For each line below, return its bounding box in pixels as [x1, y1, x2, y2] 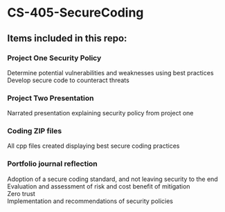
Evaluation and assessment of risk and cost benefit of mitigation [7, 182, 190, 191]
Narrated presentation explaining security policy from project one [7, 109, 194, 117]
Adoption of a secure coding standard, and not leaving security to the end [7, 175, 218, 183]
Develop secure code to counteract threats [7, 76, 129, 84]
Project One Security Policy [7, 53, 102, 63]
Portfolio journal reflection [7, 159, 98, 168]
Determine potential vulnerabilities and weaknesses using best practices [7, 68, 214, 77]
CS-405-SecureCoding [7, 5, 144, 21]
